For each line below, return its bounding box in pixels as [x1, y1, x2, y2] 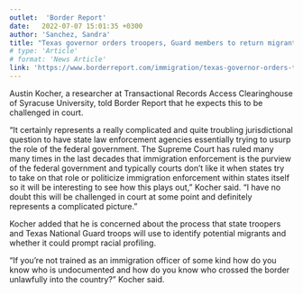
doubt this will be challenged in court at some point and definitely [9, 191, 252, 202]
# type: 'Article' [9, 47, 78, 56]
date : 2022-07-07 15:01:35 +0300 [9, 22, 143, 31]
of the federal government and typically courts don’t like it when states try [9, 163, 285, 174]
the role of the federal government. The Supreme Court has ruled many [9, 143, 274, 154]
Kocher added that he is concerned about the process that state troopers [9, 218, 281, 229]
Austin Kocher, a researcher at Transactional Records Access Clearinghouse [9, 87, 293, 99]
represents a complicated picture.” [9, 200, 138, 211]
